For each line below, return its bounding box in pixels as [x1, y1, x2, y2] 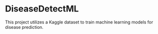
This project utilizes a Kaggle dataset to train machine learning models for [5, 19, 154, 25]
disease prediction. [5, 24, 44, 30]
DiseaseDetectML [5, 3, 79, 14]
